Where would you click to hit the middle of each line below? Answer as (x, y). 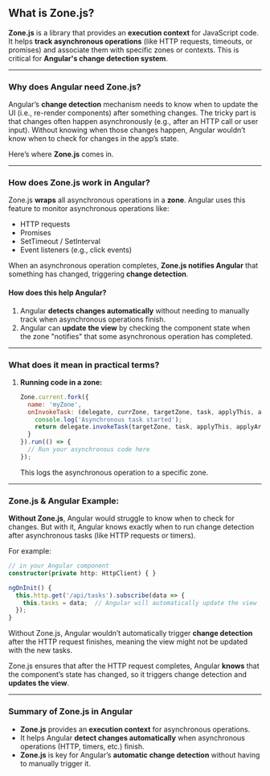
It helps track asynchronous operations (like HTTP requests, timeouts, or (131, 41)
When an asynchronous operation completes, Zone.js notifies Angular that (133, 266)
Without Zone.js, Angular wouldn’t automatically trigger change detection (131, 633)
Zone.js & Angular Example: (63, 500)
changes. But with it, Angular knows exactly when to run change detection (131, 527)
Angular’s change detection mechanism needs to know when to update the (133, 105)
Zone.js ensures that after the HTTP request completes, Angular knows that (134, 666)
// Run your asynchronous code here (89, 450)
